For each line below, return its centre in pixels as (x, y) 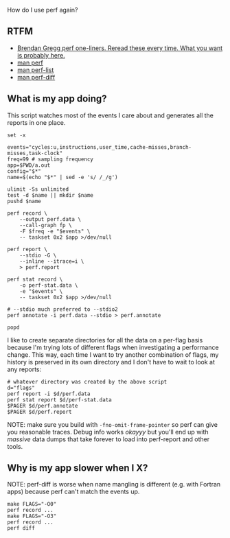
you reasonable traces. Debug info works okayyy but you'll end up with (108, 432)
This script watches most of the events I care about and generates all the (111, 115)
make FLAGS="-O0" (32, 504)
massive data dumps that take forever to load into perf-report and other (108, 439)
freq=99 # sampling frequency (50, 159)
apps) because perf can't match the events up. (73, 492)
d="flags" (21, 388)
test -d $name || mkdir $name (50, 195)
